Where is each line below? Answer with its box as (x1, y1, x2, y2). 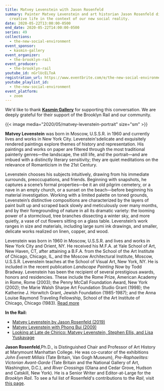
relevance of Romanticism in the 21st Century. (5, 162, 98, 168)
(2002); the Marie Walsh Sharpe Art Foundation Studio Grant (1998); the (5, 285, 150, 290)
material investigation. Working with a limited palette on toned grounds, (5, 192, 148, 198)
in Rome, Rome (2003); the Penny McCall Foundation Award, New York (5, 279, 148, 286)
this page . (5, 380, 25, 386)
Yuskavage (12, 335, 35, 341)
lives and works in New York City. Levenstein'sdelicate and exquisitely (5, 136, 146, 142)
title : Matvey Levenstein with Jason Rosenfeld (5, 7, 104, 12)
